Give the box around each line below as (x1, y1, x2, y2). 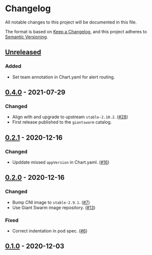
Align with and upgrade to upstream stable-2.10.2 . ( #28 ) (12, 114, 128, 120)
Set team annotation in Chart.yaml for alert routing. (12, 74, 115, 80)
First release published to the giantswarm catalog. (12, 119, 112, 125)
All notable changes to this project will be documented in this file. (5, 19, 137, 25)
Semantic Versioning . (5, 34, 48, 40)
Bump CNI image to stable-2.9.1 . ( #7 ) (12, 199, 90, 205)
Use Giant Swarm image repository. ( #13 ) (12, 204, 96, 210)
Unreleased (5, 48, 42, 56)
